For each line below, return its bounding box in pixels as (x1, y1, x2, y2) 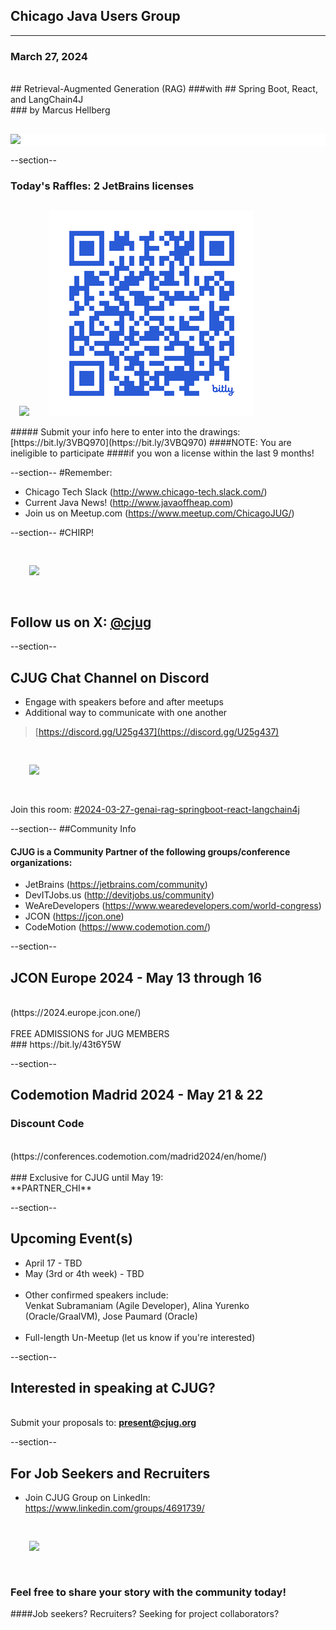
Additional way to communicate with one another (24, 707, 228, 719)
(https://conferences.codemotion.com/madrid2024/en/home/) (10, 1150, 268, 1162)
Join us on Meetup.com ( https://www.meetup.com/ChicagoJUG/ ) (24, 507, 295, 519)
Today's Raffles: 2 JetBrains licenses (10, 179, 195, 193)
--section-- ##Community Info (10, 823, 137, 835)
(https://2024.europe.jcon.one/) (10, 1007, 142, 1019)
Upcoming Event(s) (10, 1230, 133, 1248)
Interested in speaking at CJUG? (10, 1379, 216, 1396)
